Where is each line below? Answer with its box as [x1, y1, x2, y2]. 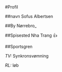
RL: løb [5, 62, 19, 68]
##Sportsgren [5, 43, 33, 49]
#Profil [5, 4, 18, 10]
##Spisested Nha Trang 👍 [5, 32, 58, 38]
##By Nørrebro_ [5, 23, 37, 29]
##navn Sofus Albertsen [5, 14, 53, 19]
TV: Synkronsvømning [5, 53, 49, 58]
